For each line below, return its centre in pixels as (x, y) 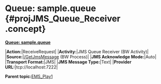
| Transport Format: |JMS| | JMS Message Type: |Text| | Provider (68, 62)
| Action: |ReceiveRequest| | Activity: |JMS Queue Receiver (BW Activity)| (77, 52)
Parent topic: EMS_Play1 (29, 76)
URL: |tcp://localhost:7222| (31, 67)
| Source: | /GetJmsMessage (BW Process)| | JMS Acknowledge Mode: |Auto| (81, 56)
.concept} (25, 29)
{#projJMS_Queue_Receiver (63, 19)
